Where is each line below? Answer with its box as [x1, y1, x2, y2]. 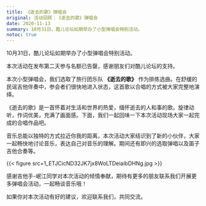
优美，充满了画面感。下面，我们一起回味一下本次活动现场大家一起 [27, 112, 194, 119]
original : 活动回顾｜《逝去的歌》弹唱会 [6, 15, 98, 21]
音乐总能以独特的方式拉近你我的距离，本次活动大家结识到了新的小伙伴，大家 [6, 132, 200, 140]
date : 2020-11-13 [6, 20, 51, 26]
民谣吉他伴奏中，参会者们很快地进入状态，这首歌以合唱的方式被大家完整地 [6, 83, 194, 91]
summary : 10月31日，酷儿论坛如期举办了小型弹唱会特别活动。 [6, 26, 143, 32]
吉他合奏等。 [6, 148, 39, 155]
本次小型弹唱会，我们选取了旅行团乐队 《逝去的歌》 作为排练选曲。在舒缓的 [6, 75, 197, 83]
